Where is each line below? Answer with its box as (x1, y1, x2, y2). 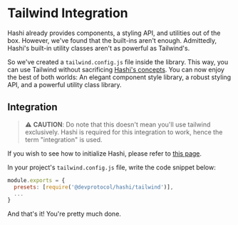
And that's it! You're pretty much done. (7, 209, 121, 219)
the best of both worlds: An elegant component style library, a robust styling (7, 73, 232, 81)
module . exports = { (7, 176, 66, 184)
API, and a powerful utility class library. (7, 80, 123, 89)
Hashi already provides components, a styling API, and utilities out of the (7, 29, 221, 37)
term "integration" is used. (24, 135, 103, 144)
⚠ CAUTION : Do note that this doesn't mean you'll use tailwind (24, 120, 211, 129)
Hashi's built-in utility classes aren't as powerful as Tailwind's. (7, 44, 190, 52)
